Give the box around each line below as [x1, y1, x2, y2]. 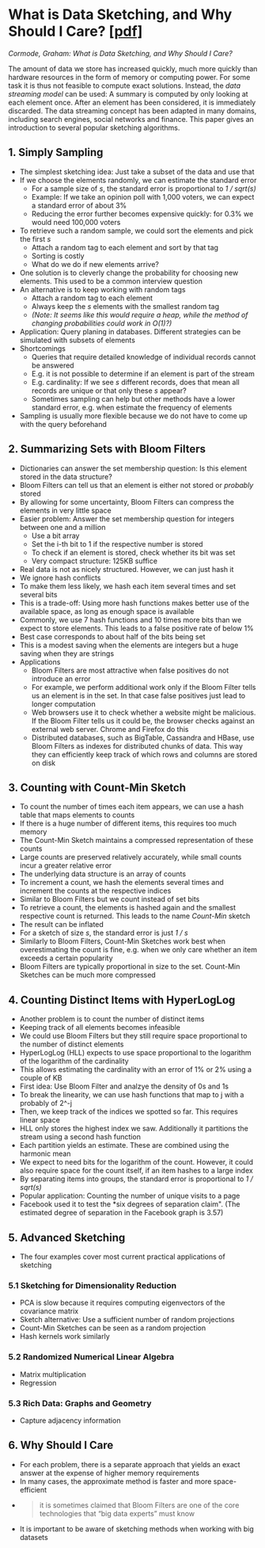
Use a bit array [31, 531, 80, 540]
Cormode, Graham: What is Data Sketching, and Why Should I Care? [8, 48, 233, 58]
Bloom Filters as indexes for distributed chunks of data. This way [31, 741, 244, 750]
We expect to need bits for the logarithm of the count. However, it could [19, 1157, 254, 1167]
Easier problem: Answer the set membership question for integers [19, 513, 235, 524]
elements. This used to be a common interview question [19, 276, 203, 286]
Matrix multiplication [19, 1369, 87, 1379]
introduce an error [31, 673, 91, 683]
